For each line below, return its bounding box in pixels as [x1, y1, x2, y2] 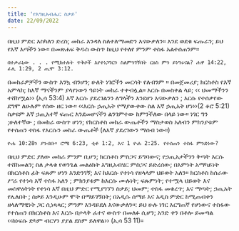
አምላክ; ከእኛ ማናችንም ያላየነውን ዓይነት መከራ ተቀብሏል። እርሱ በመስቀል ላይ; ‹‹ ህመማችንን [7, 85, 229, 94]
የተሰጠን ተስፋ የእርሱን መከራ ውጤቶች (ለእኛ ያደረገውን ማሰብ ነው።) [7, 125, 171, 134]
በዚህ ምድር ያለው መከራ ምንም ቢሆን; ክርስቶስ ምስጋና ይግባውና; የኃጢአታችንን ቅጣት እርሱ [7, 152, 225, 161]
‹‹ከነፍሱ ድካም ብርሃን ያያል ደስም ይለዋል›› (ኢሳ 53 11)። [7, 216, 144, 225]
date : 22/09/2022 [7, 17, 59, 24]
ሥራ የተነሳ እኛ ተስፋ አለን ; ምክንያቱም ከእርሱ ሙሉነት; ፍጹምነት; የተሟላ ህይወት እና [7, 176, 210, 185]
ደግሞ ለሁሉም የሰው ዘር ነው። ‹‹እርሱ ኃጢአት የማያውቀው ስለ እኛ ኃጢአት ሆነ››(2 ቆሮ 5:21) [7, 101, 230, 110]
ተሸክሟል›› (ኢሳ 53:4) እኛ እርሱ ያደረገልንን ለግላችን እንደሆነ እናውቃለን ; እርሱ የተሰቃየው [7, 93, 223, 102]
